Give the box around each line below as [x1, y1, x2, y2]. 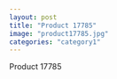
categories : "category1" [9, 37, 101, 47]
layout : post [9, 12, 58, 22]
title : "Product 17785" [9, 21, 97, 30]
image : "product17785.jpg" [9, 29, 109, 38]
